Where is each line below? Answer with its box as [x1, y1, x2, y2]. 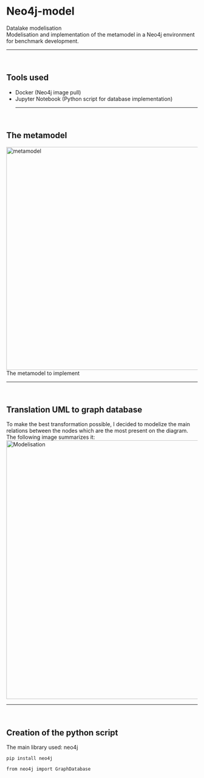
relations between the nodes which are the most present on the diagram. [6, 427, 188, 435]
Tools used [6, 72, 49, 83]
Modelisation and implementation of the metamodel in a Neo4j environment [6, 30, 195, 38]
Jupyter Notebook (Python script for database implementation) [15, 95, 173, 102]
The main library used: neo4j [6, 744, 78, 751]
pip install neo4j [6, 755, 53, 762]
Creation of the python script [6, 727, 118, 738]
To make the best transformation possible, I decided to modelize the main [6, 421, 190, 428]
